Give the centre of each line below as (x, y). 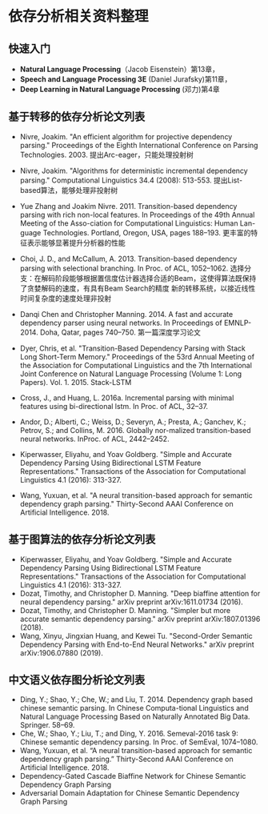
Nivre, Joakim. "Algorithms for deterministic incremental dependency (134, 170)
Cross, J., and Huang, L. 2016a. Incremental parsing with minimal (127, 398)
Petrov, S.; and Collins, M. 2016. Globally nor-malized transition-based (135, 430)
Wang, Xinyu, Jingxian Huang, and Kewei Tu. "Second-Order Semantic (136, 636)
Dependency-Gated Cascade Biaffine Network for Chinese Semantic (133, 776)
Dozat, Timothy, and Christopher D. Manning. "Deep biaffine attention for (140, 593)
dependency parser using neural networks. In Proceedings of (121, 323)
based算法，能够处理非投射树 (69, 190)
